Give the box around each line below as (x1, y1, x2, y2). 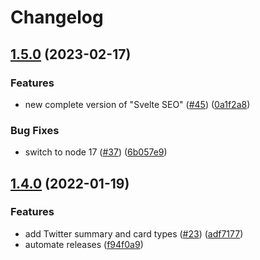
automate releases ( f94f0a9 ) (24, 238, 144, 250)
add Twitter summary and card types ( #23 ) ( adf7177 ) (24, 227, 244, 240)
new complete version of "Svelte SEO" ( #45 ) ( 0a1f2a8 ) (24, 98, 251, 110)
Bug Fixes (10, 123, 60, 137)
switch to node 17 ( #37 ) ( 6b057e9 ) (24, 146, 168, 158)
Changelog (10, 6, 104, 29)
